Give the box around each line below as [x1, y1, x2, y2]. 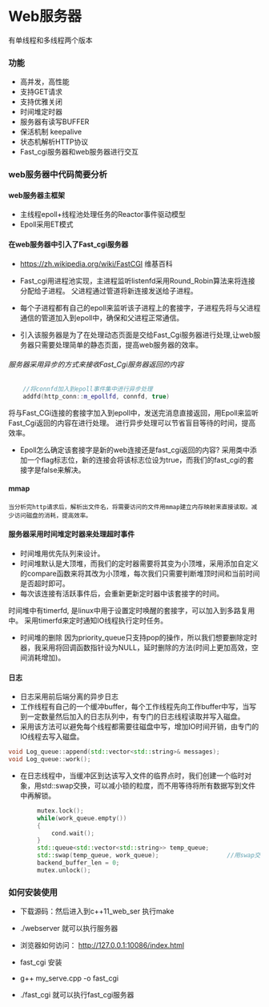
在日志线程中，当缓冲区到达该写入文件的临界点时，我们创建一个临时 [19, 770, 245, 780]
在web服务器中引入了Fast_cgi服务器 [8, 239, 129, 249]
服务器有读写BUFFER [19, 117, 90, 126]
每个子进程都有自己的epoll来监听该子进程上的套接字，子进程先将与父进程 [19, 303, 261, 312]
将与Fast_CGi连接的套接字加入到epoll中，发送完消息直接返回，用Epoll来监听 [8, 407, 259, 417]
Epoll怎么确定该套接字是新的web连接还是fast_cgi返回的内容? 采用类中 [19, 445, 251, 455]
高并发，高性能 [19, 77, 70, 86]
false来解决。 [41, 465, 86, 475]
